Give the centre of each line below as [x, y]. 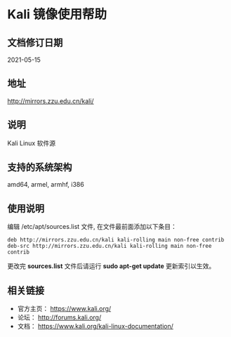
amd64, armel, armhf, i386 [46, 185]
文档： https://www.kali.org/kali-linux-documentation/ [95, 326]
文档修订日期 [35, 42]
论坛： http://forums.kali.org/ [59, 317]
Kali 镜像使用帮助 [57, 14]
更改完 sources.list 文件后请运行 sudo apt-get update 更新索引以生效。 [111, 266]
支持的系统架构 [40, 167]
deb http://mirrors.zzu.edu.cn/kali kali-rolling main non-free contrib [116, 240]
